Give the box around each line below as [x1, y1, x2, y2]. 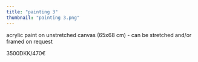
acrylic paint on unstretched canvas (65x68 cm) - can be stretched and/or [6, 31, 192, 38]
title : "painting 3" [6, 9, 59, 15]
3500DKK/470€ [6, 49, 46, 57]
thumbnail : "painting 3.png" [6, 15, 80, 21]
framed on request [6, 38, 53, 45]
